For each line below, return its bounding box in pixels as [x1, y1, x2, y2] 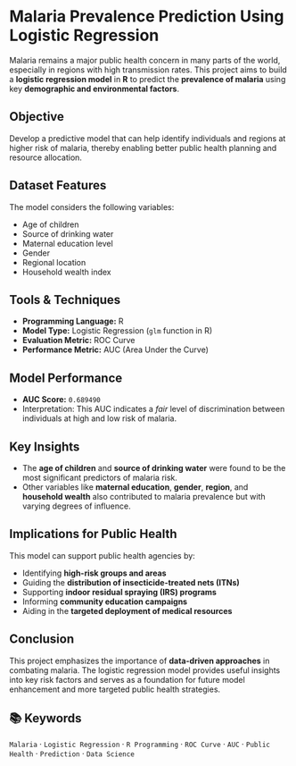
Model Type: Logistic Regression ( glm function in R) [21, 325, 213, 336]
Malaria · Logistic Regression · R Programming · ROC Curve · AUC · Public [9, 739, 270, 750]
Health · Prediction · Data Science [9, 748, 136, 759]
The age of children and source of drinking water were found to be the [21, 463, 286, 473]
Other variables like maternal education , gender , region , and [21, 482, 249, 492]
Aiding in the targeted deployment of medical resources [21, 605, 233, 616]
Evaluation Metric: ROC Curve [21, 335, 136, 346]
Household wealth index [21, 266, 111, 277]
